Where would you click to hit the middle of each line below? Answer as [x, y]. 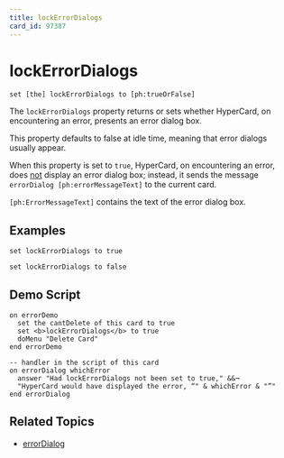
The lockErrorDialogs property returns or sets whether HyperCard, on [140, 111]
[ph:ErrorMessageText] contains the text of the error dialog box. [128, 202]
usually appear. [38, 148]
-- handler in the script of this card [84, 363]
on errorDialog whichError [60, 371]
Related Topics [52, 421]
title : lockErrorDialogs [56, 18]
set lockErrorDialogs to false [68, 267]
